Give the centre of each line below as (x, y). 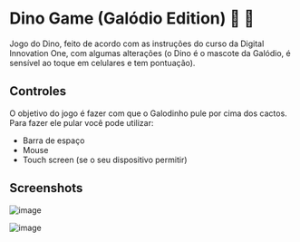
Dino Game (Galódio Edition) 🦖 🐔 (132, 19)
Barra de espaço (53, 140)
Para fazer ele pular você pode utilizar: (82, 122)
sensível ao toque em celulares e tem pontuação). (102, 63)
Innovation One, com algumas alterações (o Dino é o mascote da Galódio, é (150, 53)
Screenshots (46, 188)
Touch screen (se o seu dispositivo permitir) (105, 160)
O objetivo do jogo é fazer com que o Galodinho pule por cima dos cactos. (148, 113)
